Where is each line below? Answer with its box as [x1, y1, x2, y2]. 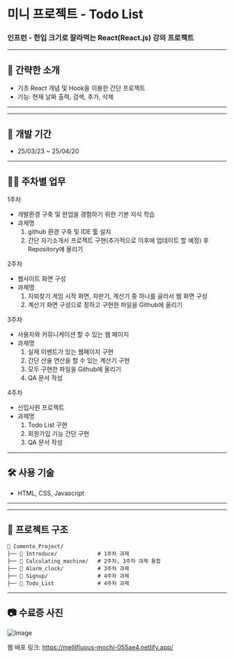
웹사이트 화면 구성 [17, 274, 66, 283]
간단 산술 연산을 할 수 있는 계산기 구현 [27, 356, 130, 364]
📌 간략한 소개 [7, 64, 61, 76]
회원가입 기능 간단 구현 [27, 429, 90, 437]
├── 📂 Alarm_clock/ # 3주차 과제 [7, 565, 130, 572]
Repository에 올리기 [27, 244, 84, 253]
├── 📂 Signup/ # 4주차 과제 [7, 572, 130, 579]
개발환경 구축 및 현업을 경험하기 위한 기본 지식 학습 [17, 210, 155, 218]
